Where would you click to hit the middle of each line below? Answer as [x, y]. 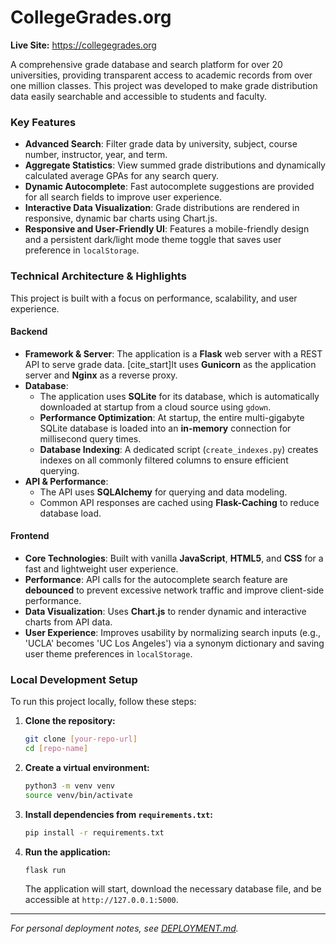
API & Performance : [66, 481]
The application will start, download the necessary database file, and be [173, 889]
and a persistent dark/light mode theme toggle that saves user [153, 240]
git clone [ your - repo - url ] [81, 739]
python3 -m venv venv [70, 786]
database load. [70, 513]
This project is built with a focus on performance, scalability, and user [154, 298]
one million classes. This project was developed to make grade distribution [164, 85]
